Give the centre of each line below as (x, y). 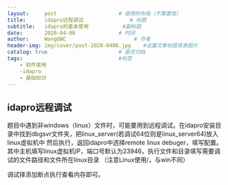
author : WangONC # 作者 (79, 39)
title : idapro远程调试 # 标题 (77, 20)
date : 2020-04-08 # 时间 (71, 33)
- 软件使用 (33, 65)
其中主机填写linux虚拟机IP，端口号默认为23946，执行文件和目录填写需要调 (114, 151)
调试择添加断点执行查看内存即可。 (56, 175)
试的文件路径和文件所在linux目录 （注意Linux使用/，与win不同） (98, 160)
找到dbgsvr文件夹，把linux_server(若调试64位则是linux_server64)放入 (119, 134)
